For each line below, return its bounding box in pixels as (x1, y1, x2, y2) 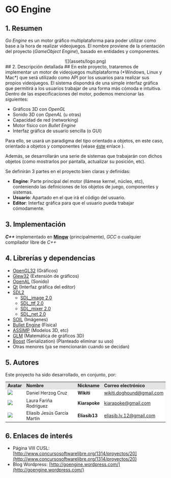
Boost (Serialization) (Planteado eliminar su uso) (12, 338, 114, 344)
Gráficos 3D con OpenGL (12, 106, 66, 112)
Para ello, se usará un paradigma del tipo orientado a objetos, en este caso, (5, 138, 164, 144)
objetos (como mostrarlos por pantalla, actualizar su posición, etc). (5, 158, 146, 164)
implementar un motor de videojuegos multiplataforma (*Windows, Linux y (5, 69, 162, 75)
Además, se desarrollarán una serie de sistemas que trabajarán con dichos (5, 153, 162, 159)
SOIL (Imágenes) (12, 316, 48, 322)
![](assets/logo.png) (64, 58, 107, 64)
